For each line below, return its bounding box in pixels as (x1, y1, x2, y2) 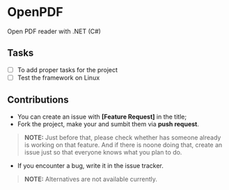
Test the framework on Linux (17, 74, 100, 82)
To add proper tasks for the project (17, 65, 118, 74)
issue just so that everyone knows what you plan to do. (24, 148, 182, 156)
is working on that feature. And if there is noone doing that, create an (24, 140, 223, 149)
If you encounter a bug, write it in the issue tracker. (17, 161, 164, 170)
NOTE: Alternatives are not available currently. (24, 175, 158, 183)
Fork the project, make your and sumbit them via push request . (17, 119, 200, 128)
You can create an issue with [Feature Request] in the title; (17, 112, 187, 121)
